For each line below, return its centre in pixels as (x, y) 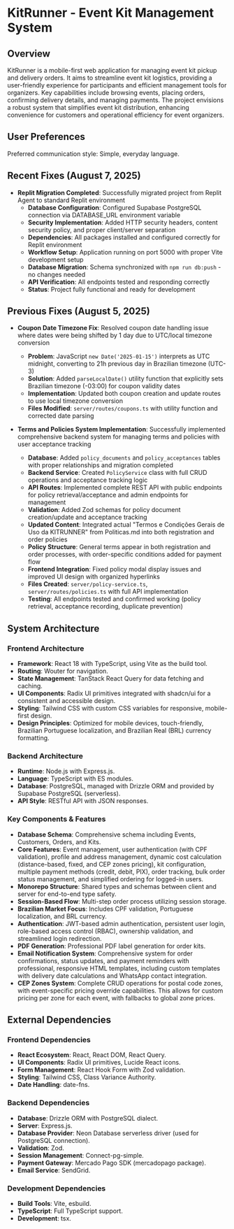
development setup (56, 260)
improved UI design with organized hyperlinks (94, 577)
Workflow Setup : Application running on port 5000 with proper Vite (125, 252)
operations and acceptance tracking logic (88, 480)
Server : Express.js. (45, 1125)
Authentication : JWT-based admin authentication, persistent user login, (121, 923)
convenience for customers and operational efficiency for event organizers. (116, 115)
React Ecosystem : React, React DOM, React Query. (92, 1055)
